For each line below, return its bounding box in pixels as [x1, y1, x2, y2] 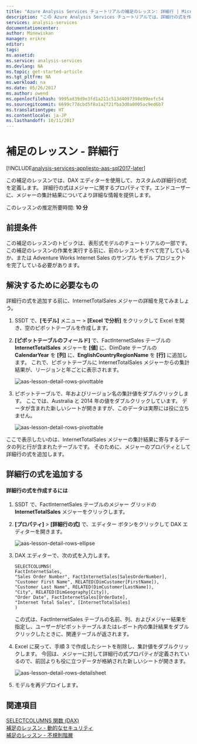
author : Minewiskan [6, 31, 54, 36]
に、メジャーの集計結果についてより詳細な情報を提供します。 [6, 191, 154, 198]
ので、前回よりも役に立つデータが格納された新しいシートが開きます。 [19, 658, 189, 665]
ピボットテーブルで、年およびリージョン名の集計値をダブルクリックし [14, 390, 184, 397]
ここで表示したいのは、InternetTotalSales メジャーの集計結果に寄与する [6, 436, 179, 443]
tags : [6, 47, 19, 53]
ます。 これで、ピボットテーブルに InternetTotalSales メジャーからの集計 [14, 359, 190, 366]
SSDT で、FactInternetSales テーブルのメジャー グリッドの [14, 501, 157, 508]
